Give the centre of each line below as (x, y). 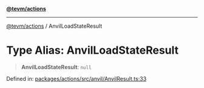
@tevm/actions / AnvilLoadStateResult (54, 26)
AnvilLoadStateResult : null (56, 67)
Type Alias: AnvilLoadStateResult (93, 50)
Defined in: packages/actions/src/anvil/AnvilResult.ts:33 (76, 78)
